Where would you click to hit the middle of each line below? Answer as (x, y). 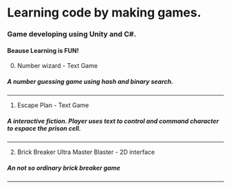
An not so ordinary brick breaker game (64, 168)
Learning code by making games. (104, 13)
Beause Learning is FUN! (43, 50)
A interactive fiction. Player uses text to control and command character (113, 121)
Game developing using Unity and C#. (71, 34)
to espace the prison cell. (44, 128)
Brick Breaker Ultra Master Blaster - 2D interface (86, 152)
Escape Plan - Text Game (53, 105)
